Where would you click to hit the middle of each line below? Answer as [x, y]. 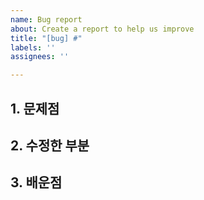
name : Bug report [46, 19]
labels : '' [33, 47]
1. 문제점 [35, 108]
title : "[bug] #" [46, 38]
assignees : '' [40, 57]
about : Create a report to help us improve [102, 29]
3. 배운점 [36, 182]
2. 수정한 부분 [50, 145]
